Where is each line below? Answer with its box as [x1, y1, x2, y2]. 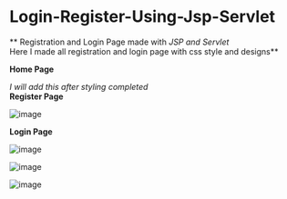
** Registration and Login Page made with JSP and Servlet [9, 36, 230, 47]
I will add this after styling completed [9, 81, 149, 92]
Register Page [9, 91, 64, 102]
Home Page [9, 64, 55, 75]
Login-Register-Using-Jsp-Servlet [9, 6, 276, 27]
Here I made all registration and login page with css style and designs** [9, 45, 279, 56]
